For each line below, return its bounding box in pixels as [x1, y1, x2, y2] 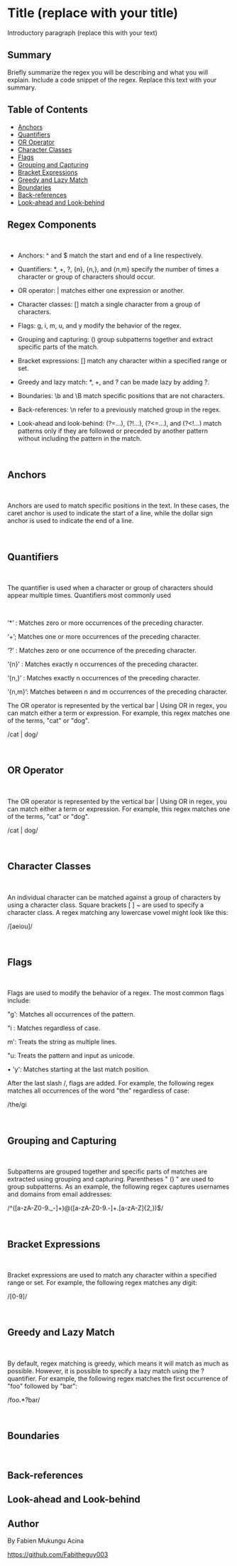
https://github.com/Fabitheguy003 [7, 1550, 109, 1559]
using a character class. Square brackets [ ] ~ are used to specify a [7, 901, 204, 909]
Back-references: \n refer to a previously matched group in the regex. [17, 405, 221, 414]
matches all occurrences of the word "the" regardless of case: [7, 1086, 190, 1095]
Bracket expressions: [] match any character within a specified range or [17, 357, 227, 365]
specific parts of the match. [17, 343, 99, 351]
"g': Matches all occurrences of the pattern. [7, 1010, 136, 1019]
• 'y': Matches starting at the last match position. [7, 1065, 150, 1074]
